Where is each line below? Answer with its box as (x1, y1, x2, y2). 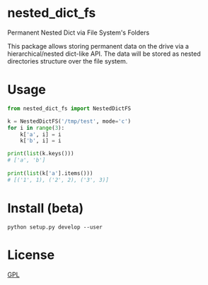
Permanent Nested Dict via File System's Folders (7, 28, 150, 37)
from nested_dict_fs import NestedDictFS (7, 104, 132, 112)
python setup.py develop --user (7, 224, 103, 231)
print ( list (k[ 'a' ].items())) (7, 169, 93, 177)
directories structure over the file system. (7, 56, 128, 65)
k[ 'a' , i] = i (20, 131, 62, 138)
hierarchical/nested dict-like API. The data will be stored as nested (7, 49, 201, 58)
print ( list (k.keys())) (7, 150, 74, 157)
